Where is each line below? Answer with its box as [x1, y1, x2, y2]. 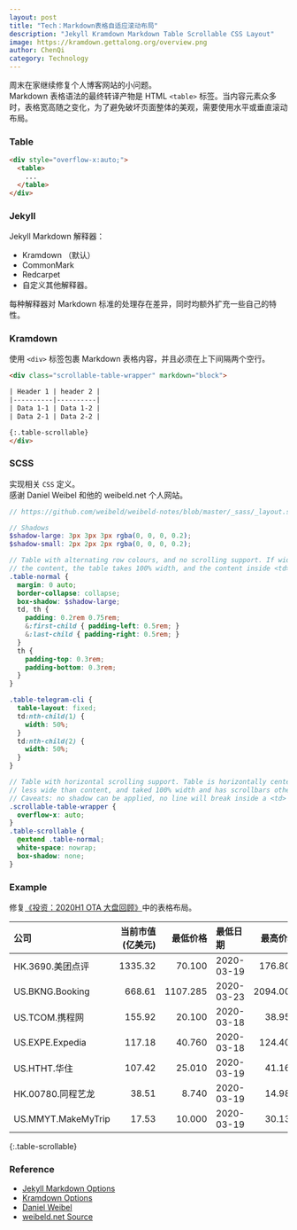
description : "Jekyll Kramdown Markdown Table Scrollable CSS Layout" [9, 29, 275, 38]
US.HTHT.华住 [13, 1062, 73, 1074]
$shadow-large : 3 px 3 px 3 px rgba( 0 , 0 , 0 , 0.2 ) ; [9, 531, 192, 541]
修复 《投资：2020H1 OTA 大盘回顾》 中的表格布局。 [9, 902, 197, 913]
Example [9, 881, 48, 893]
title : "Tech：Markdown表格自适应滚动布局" [9, 21, 159, 30]
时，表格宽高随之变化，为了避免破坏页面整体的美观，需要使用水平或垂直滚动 [9, 102, 288, 112]
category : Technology [9, 54, 89, 63]
